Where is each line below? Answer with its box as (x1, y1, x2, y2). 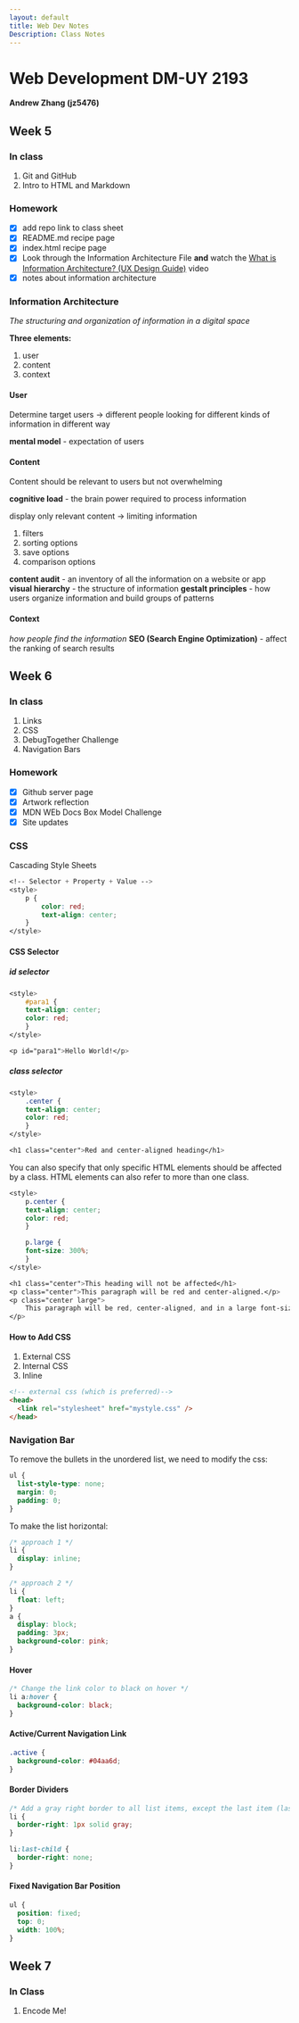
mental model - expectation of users (9, 436, 145, 447)
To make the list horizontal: (9, 1521, 109, 1531)
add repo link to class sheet (21, 222, 124, 233)
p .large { (25, 1238, 62, 1248)
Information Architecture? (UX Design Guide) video (21, 262, 209, 273)
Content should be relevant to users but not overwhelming (9, 477, 222, 487)
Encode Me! (21, 2005, 67, 2017)
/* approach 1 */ (9, 1538, 74, 1546)
